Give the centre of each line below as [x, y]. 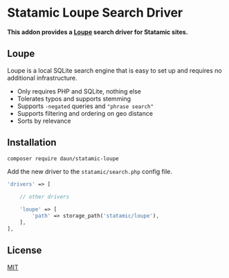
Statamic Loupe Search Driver [95, 13]
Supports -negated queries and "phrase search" [85, 106]
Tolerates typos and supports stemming [74, 98]
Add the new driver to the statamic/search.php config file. [90, 172]
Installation [32, 142]
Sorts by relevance [44, 121]
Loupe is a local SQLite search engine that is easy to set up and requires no [115, 70]
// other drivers [45, 197]
